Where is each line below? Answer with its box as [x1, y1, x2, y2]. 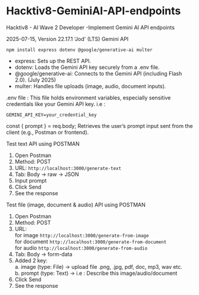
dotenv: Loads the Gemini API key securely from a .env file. [14, 64, 160, 71]
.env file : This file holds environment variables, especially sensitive [6, 94, 171, 101]
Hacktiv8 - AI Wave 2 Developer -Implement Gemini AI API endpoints [6, 24, 175, 31]
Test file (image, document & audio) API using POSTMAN [6, 201, 146, 208]
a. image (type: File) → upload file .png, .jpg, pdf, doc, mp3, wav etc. [14, 263, 183, 270]
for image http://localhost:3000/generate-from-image [14, 231, 149, 238]
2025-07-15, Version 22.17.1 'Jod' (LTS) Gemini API [6, 35, 129, 42]
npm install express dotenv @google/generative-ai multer [6, 46, 153, 53]
